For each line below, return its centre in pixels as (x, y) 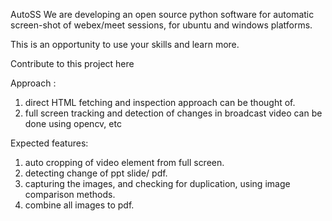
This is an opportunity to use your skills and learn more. (125, 44)
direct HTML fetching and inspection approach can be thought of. (160, 102)
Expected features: (49, 143)
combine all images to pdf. (79, 205)
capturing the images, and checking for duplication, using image (157, 183)
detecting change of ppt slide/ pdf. (96, 173)
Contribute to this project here (72, 63)
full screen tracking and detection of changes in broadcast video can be (173, 113)
